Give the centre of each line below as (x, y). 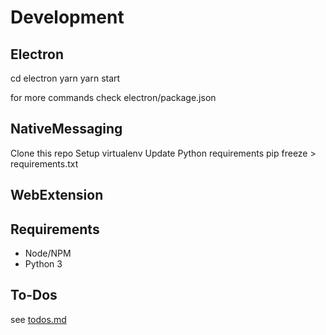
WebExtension (57, 195)
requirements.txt (44, 163)
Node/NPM (48, 253)
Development (67, 17)
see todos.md (38, 319)
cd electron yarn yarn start (65, 78)
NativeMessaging (66, 129)
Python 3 (43, 264)
